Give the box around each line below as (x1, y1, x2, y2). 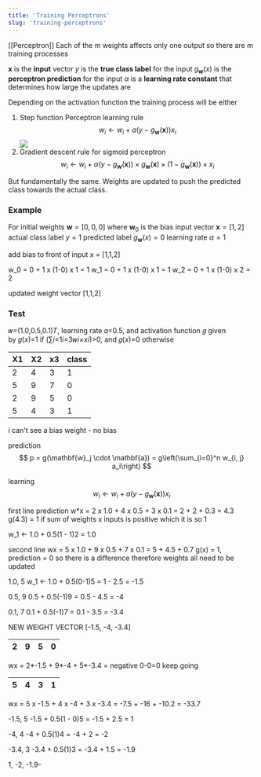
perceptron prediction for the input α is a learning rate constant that (8, 74, 233, 83)
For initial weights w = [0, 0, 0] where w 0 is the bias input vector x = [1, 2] (8, 222, 245, 233)
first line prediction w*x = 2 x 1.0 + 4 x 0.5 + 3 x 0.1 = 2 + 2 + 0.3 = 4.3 (8, 506, 234, 515)
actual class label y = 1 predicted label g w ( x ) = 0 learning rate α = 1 (8, 233, 227, 244)
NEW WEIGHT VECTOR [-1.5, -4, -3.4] (8, 622, 131, 632)
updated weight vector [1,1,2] (8, 288, 102, 298)
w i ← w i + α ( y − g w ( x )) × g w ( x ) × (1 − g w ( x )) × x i (60, 159, 215, 170)
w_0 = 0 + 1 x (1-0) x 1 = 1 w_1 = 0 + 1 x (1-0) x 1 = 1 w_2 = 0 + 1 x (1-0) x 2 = (8, 265, 251, 274)
